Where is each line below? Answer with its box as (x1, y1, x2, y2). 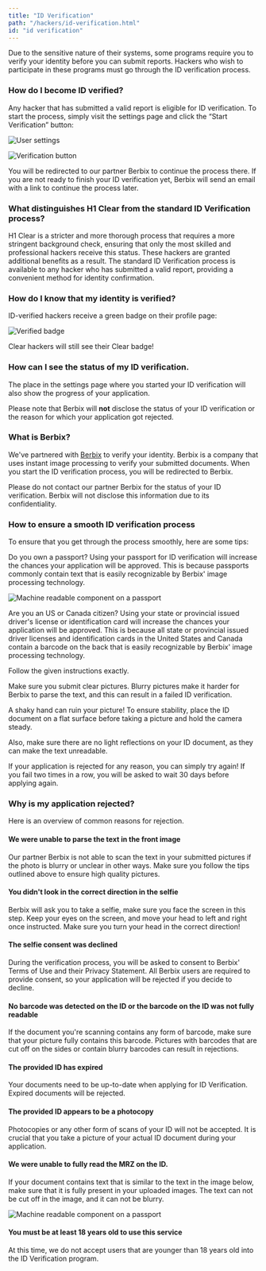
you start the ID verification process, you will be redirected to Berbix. (8, 467, 233, 476)
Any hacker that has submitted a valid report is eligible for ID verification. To (8, 103, 256, 112)
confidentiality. (8, 498, 57, 509)
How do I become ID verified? (8, 85, 124, 96)
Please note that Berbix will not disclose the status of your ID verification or (8, 403, 256, 413)
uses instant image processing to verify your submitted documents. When (8, 458, 250, 467)
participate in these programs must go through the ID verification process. (8, 65, 252, 75)
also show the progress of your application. (8, 388, 151, 397)
